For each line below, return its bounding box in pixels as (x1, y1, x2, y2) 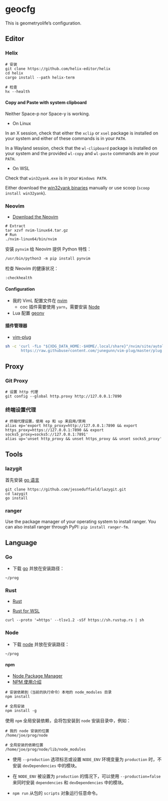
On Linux (12, 120, 31, 126)
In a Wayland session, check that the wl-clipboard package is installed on (5, 145, 157, 151)
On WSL (12, 165, 30, 171)
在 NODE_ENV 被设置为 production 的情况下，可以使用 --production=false (12, 773, 161, 779)
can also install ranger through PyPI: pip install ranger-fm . (5, 524, 129, 530)
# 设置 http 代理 (5, 389, 38, 394)
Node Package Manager (12, 672, 63, 678)
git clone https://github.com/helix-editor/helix (5, 66, 111, 71)
